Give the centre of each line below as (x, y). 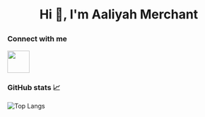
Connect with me (37, 39)
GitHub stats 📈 (34, 88)
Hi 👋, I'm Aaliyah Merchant (119, 15)
